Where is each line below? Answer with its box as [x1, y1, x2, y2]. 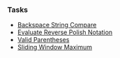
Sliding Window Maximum [17, 43, 93, 52]
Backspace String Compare [17, 21, 97, 29]
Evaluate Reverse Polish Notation [17, 28, 113, 36]
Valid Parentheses [17, 36, 70, 44]
